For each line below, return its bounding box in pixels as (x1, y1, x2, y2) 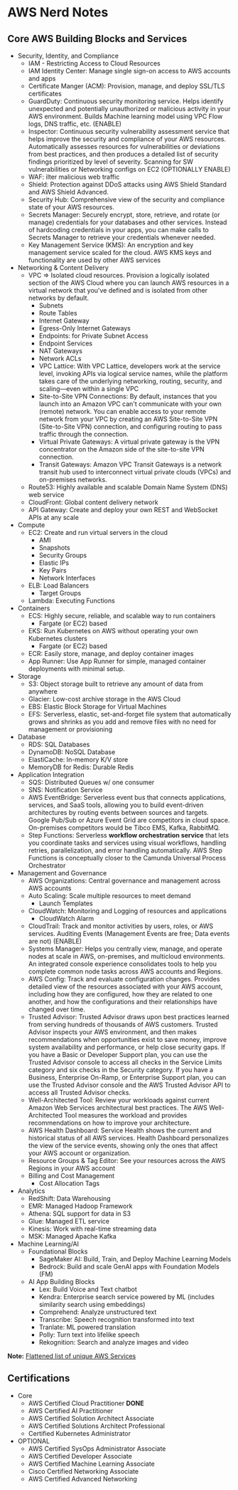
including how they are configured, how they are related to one (28, 990, 213, 998)
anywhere (28, 687, 58, 695)
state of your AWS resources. (28, 203, 115, 211)
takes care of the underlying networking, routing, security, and (38, 377, 222, 385)
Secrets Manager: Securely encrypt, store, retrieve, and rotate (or (28, 211, 220, 219)
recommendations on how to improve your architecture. (28, 1119, 192, 1127)
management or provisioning (28, 725, 113, 734)
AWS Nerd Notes (7, 4, 109, 21)
